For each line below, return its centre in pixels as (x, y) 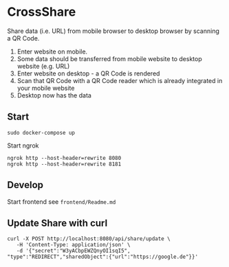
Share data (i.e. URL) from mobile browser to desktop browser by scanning (113, 31)
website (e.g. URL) (43, 66)
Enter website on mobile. (52, 51)
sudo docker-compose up (41, 132)
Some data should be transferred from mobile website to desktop (110, 58)
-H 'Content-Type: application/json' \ (73, 245)
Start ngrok (23, 146)
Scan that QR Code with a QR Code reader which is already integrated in (120, 80)
